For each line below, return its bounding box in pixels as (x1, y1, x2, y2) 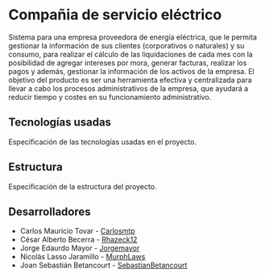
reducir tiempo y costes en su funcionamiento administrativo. (8, 92, 212, 101)
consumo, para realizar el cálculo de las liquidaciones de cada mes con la (8, 49, 254, 59)
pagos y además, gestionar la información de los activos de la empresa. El (8, 66, 255, 76)
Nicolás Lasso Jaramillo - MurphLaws (19, 252, 146, 262)
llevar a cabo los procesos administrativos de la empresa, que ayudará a (8, 83, 249, 93)
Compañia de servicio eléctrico (8, 6, 222, 24)
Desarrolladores (8, 205, 91, 218)
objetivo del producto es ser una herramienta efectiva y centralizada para (8, 75, 252, 85)
